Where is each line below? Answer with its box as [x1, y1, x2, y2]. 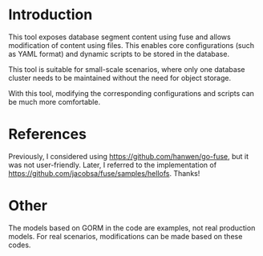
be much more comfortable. [8, 97, 101, 106]
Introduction [8, 6, 93, 24]
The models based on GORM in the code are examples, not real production [8, 222, 256, 233]
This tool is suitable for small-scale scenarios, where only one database [8, 64, 245, 74]
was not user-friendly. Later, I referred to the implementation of [8, 160, 217, 170]
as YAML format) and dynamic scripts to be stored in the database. [8, 49, 230, 58]
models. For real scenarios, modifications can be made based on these [8, 231, 243, 241]
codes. [8, 240, 31, 250]
